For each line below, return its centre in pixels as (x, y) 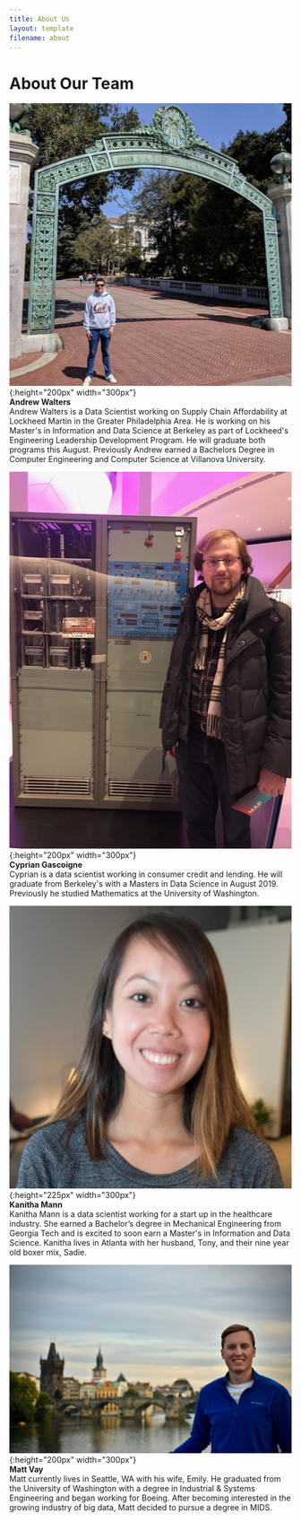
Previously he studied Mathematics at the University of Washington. (134, 894)
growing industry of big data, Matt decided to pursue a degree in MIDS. (141, 1507)
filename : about (39, 38)
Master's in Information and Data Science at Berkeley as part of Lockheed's (149, 431)
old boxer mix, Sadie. (48, 1253)
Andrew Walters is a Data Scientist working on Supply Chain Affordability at (149, 412)
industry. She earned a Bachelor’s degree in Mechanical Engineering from (146, 1224)
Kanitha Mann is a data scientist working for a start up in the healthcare (141, 1214)
